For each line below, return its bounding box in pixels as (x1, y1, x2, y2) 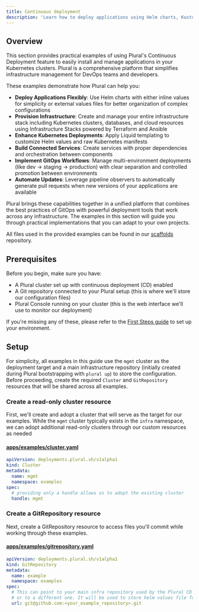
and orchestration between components (14, 151, 113, 158)
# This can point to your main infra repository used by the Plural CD (11, 589, 192, 595)
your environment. (6, 324, 51, 332)
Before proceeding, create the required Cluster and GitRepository (6, 376, 168, 383)
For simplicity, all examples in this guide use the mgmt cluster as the (6, 357, 169, 364)
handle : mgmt (11, 496, 44, 501)
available (14, 188, 37, 196)
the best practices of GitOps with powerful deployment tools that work (6, 206, 178, 214)
